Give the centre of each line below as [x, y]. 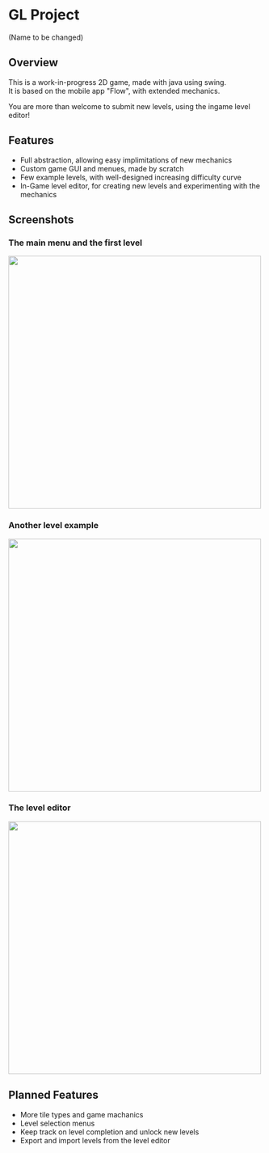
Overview [34, 63]
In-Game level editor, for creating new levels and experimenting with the [140, 186]
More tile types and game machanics [82, 1114]
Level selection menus [57, 1123]
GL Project [44, 15]
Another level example [54, 526]
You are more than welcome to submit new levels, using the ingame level [129, 106]
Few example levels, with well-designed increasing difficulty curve [131, 177]
